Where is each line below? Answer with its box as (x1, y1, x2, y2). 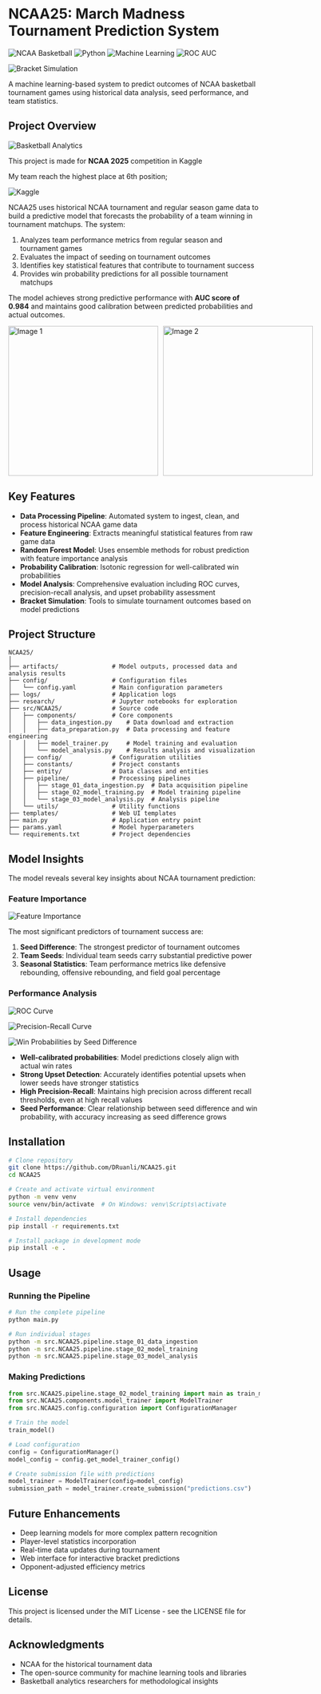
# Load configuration (8, 1440, 81, 1449)
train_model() (8, 1426, 56, 1434)
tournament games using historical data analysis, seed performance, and (8, 87, 249, 97)
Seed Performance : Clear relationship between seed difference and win (19, 1103, 258, 1113)
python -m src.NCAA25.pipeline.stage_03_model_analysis (8, 1352, 198, 1361)
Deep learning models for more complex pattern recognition (19, 1528, 218, 1538)
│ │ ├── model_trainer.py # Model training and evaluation (8, 740, 238, 748)
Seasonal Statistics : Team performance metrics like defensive (19, 960, 226, 969)
